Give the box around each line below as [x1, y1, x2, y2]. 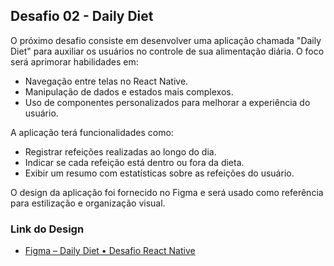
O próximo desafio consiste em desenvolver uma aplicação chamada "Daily [10, 34, 322, 46]
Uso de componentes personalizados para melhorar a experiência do [24, 96, 311, 108]
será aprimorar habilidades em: [10, 55, 139, 68]
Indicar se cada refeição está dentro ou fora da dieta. [24, 156, 245, 168]
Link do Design [10, 222, 85, 236]
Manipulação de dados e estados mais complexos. [24, 85, 234, 98]
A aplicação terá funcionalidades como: [10, 126, 174, 138]
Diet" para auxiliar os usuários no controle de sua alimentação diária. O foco [10, 45, 325, 57]
